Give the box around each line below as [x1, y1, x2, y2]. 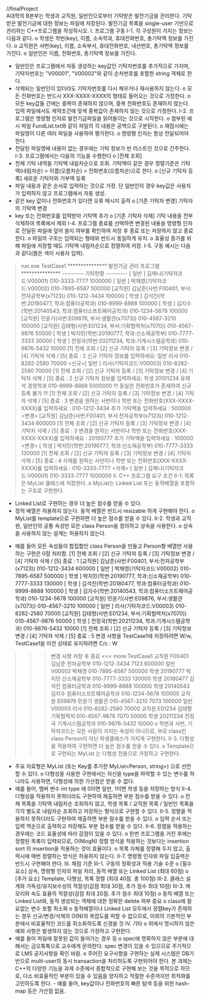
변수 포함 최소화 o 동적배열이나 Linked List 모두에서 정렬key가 [31, 905, 176, 912]
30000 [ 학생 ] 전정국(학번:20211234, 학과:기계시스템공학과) [35, 337, 178, 344]
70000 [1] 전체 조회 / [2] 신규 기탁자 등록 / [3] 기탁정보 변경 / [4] [35, 367, 187, 374]
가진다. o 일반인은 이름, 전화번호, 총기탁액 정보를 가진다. [6, 50, 137, 56]
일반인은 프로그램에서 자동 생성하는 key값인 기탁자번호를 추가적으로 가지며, [14, 62, 190, 70]
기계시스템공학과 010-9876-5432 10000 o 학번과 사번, [57, 720, 187, 727]
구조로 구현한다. [27, 487, 65, 494]
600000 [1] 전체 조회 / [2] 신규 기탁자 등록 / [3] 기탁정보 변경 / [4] [35, 419, 191, 427]
